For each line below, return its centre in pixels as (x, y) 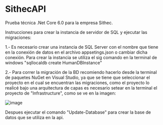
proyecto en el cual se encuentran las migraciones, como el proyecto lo (77, 83)
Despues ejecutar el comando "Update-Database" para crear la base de (78, 112)
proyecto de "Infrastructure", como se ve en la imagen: (61, 93)
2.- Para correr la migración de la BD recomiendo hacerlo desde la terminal (81, 72)
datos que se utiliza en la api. (35, 117)
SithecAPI (26, 9)
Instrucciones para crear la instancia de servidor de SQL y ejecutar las (76, 32)
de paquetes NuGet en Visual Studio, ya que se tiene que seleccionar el (78, 77)
